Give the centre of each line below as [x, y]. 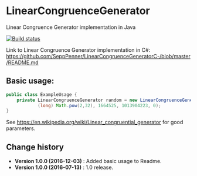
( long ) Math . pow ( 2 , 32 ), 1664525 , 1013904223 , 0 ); [99, 105]
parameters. [21, 128]
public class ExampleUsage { [42, 94]
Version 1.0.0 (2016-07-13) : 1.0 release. [64, 167]
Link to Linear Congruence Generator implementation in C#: [78, 50]
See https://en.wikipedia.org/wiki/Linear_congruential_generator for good [95, 122]
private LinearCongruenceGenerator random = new [77, 100]
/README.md [23, 62]
